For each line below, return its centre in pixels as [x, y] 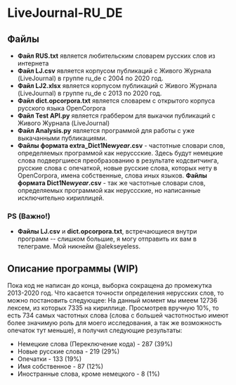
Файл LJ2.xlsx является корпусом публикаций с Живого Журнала [117, 86]
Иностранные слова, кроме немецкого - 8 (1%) [88, 374]
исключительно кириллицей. [61, 198]
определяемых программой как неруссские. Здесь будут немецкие [120, 153]
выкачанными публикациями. [62, 138]
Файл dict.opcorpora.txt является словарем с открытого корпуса [116, 101]
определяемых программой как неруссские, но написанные [109, 190]
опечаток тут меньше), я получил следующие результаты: [95, 330]
